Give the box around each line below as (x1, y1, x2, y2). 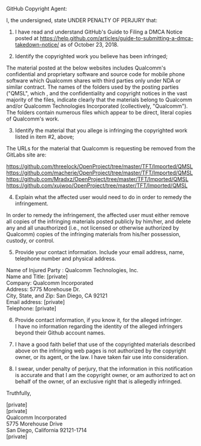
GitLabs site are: (6, 151, 47, 158)
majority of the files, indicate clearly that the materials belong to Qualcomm (6, 96, 193, 103)
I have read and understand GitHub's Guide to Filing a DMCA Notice (14, 28, 183, 35)
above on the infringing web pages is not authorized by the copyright (14, 347, 186, 354)
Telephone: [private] (6, 305, 56, 312)
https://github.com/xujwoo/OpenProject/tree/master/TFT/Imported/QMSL (6, 182, 188, 189)
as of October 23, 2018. (60, 41, 119, 48)
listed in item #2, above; (14, 133, 74, 140)
